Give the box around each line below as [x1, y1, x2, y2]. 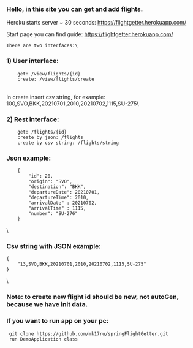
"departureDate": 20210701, [28, 189, 100, 195]
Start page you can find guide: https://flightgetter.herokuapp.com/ [6, 31, 173, 38]
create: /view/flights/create [17, 76, 95, 82]
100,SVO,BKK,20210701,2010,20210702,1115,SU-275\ [6, 100, 139, 107]
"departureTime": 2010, [28, 195, 89, 201]
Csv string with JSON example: [6, 242, 101, 251]
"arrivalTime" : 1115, [28, 205, 86, 211]
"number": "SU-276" [28, 211, 78, 217]
